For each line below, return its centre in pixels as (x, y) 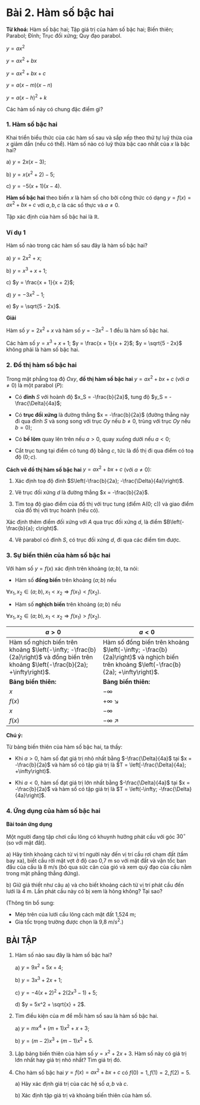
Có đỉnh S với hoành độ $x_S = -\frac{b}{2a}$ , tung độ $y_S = (91, 396)
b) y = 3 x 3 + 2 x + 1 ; (38, 979)
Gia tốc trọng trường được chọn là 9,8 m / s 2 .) (69, 921)
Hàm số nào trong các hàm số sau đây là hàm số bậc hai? (77, 245)
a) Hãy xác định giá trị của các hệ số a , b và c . (71, 1084)
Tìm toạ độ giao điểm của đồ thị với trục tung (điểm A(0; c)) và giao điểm (104, 504)
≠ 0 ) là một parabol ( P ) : (35, 385)
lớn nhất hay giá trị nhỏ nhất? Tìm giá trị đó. (68, 1060)
